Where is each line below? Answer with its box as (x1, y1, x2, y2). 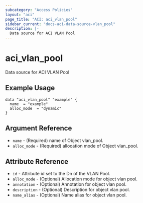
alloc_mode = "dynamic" (10, 106, 62, 111)
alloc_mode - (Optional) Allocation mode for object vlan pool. (12, 176, 138, 182)
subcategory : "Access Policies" (5, 7, 73, 13)
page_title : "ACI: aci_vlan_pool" (5, 17, 78, 22)
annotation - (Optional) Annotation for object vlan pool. (12, 181, 127, 187)
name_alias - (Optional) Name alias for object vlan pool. (12, 192, 127, 198)
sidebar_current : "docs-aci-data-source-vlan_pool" (5, 21, 115, 27)
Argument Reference (5, 124, 72, 132)
